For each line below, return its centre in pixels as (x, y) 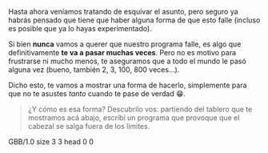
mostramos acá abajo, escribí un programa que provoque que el (134, 118)
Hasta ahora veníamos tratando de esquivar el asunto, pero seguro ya (123, 12)
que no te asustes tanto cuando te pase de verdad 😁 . (97, 94)
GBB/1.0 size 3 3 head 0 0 (51, 142)
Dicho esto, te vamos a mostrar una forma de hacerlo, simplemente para (128, 85)
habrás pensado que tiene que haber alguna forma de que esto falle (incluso (134, 20)
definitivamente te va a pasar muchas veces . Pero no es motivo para (122, 52)
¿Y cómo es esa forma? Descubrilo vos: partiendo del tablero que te (140, 109)
